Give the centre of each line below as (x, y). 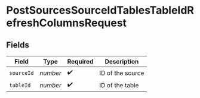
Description (122, 61)
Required (80, 61)
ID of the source (122, 73)
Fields (18, 45)
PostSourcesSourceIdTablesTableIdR (100, 10)
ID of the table (119, 85)
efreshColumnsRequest (67, 23)
